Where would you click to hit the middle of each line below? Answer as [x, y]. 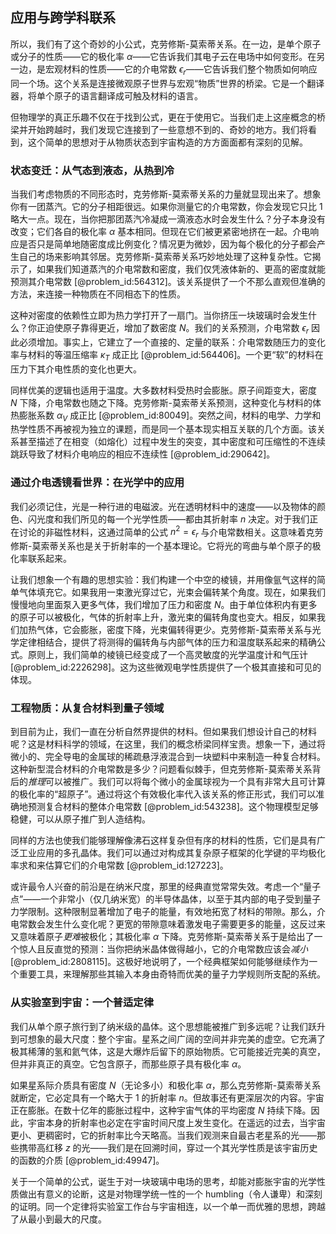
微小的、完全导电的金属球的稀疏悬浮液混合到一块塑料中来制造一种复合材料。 [168, 757]
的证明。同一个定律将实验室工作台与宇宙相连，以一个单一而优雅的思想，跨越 [168, 1206]
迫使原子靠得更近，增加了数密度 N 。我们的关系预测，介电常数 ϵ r [177, 328]
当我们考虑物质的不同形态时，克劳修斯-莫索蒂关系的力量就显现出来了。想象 [166, 194]
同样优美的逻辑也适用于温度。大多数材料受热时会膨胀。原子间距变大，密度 [163, 390]
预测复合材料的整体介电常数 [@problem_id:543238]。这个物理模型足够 [173, 807]
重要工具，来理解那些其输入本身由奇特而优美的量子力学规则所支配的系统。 [172, 974]
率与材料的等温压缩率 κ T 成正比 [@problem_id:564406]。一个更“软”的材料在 [167, 355]
